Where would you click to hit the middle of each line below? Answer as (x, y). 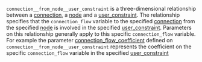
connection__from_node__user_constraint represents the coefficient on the (99, 46)
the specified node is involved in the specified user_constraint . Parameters (99, 27)
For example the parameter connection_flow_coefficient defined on (90, 40)
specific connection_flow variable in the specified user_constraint (87, 53)
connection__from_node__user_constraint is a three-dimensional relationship (101, 9)
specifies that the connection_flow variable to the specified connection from (101, 21)
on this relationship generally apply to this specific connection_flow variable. (101, 34)
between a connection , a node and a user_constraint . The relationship (93, 15)
